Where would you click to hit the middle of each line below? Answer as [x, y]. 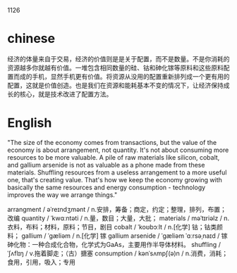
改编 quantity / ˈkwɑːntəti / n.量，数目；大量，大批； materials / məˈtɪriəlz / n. [119, 218]
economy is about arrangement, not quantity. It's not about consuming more [118, 150]
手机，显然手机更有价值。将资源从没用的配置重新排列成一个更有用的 [130, 76]
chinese [31, 39]
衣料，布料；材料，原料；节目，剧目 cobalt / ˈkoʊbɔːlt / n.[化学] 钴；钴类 [112, 227]
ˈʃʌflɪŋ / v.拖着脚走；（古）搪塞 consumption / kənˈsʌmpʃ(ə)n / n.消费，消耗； [118, 253]
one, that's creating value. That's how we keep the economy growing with [115, 179]
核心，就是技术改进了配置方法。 [66, 94]
